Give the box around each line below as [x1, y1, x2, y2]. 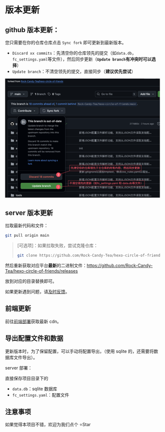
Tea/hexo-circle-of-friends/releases [5, 268, 78, 274]
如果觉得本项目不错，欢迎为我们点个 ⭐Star [5, 422, 91, 428]
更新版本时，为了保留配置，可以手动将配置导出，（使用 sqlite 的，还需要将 [5, 348, 154, 354]
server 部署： [5, 365, 33, 370]
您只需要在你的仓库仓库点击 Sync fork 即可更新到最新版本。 [5, 40, 127, 45]
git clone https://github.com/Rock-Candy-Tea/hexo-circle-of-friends [17, 253, 163, 258]
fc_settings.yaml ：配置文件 [12, 392, 70, 398]
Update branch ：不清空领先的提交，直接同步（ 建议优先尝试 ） [12, 68, 136, 74]
